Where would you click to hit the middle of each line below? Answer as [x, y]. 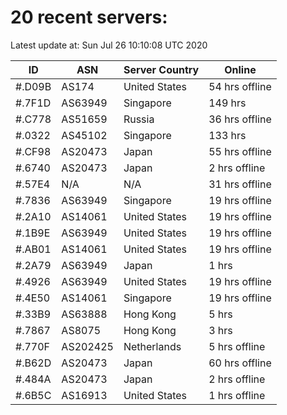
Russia [139, 119]
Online [240, 69]
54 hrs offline [240, 86]
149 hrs [227, 103]
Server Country [161, 69]
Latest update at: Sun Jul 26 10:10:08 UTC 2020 [109, 45]
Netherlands [152, 346]
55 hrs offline [240, 151]
